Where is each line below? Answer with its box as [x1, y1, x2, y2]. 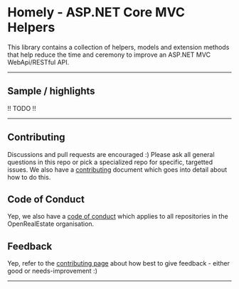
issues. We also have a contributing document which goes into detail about [7, 165, 228, 174]
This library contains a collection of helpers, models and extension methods [7, 43, 230, 51]
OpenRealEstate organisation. [7, 219, 95, 228]
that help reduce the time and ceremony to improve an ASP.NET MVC [7, 50, 211, 59]
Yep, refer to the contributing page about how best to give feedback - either [7, 259, 230, 268]
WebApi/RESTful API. [7, 58, 70, 66]
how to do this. [7, 173, 51, 181]
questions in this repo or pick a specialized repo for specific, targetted [7, 158, 213, 166]
